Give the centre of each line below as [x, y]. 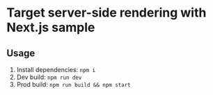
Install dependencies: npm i [56, 70]
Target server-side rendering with [106, 13]
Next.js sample [51, 27]
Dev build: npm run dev [49, 77]
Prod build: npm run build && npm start [73, 84]
